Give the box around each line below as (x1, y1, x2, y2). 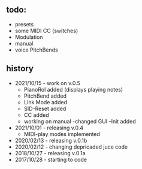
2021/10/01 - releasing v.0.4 (14, 124, 84, 131)
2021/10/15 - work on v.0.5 (14, 79, 81, 86)
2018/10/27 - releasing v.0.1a (14, 149, 86, 156)
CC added (23, 111, 49, 119)
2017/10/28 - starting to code (14, 156, 87, 163)
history (6, 64, 34, 74)
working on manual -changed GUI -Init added (23, 117, 136, 125)
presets (14, 20, 34, 28)
